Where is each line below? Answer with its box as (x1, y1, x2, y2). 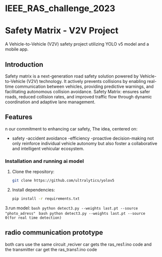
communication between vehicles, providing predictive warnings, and (15, 83, 154, 89)
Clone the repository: (12, 169, 55, 175)
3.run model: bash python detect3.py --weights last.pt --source (5, 205, 138, 211)
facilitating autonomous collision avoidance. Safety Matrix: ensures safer (5, 88, 150, 95)
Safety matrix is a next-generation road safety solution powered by (5, 73, 139, 79)
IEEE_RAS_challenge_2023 (5, 3, 115, 14)
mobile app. (5, 47, 29, 52)
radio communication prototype (5, 228, 103, 237)
